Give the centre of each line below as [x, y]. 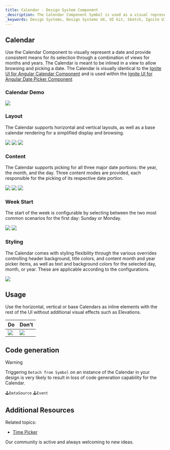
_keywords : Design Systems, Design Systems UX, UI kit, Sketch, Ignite [82, 19]
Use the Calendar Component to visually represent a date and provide [78, 52]
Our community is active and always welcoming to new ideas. [70, 442]
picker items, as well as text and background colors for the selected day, [81, 264]
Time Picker [25, 432]
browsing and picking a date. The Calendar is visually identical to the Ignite [83, 69]
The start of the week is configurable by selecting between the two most [81, 213]
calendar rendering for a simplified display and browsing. [65, 133]
